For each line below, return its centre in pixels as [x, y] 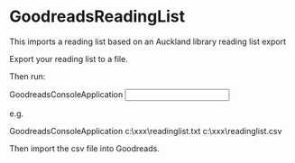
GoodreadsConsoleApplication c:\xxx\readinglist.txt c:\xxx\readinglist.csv [146, 131]
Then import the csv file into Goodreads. [84, 148]
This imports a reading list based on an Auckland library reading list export [148, 41]
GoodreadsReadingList [97, 17]
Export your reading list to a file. [69, 59]
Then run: [28, 76]
